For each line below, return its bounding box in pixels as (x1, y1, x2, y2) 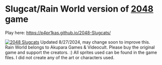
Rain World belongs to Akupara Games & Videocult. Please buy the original (5, 44, 155, 50)
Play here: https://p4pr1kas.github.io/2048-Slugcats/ (5, 30, 111, 35)
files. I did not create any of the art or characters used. (5, 54, 115, 60)
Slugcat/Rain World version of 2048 (5, 3, 154, 15)
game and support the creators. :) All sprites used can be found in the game (5, 49, 157, 55)
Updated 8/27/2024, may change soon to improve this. (40, 39, 150, 45)
